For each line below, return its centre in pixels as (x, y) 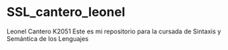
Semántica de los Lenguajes (48, 38)
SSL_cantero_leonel (66, 12)
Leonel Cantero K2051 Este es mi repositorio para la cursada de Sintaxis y (114, 31)
